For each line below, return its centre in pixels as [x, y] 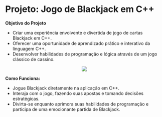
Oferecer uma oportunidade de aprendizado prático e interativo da [81, 43]
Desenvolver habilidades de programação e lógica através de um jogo [85, 54]
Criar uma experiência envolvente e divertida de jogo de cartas [77, 32]
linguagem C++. [29, 48]
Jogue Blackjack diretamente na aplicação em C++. [66, 88]
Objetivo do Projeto [26, 23]
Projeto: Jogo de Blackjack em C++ [80, 9]
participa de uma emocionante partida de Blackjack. [66, 109]
